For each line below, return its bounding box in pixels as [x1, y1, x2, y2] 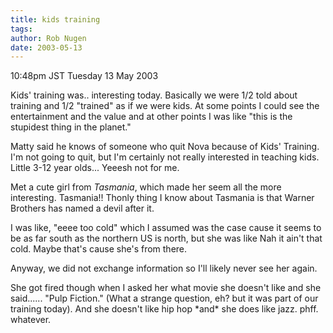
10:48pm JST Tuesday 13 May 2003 [10, 70, 159, 82]
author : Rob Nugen [10, 33, 87, 43]
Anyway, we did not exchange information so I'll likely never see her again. [10, 262, 318, 275]
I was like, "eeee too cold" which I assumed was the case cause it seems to [10, 222, 322, 234]
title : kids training [10, 14, 101, 25]
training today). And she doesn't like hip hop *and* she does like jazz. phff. [10, 303, 319, 315]
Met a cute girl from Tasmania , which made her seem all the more [10, 181, 282, 193]
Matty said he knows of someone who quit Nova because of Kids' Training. [10, 141, 320, 153]
